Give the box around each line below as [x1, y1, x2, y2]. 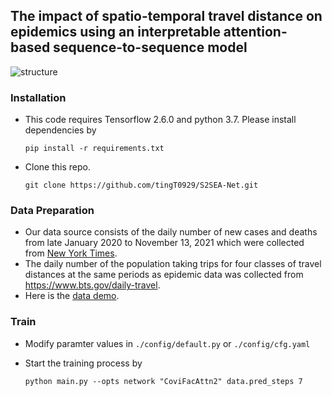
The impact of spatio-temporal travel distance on [10, 8, 323, 25]
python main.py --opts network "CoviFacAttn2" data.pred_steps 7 [24, 376, 303, 386]
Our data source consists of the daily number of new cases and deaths [24, 226, 318, 238]
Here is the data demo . [24, 290, 120, 302]
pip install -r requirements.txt [24, 144, 165, 154]
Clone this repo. [24, 161, 91, 173]
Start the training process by [24, 357, 143, 369]
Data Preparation [10, 204, 95, 218]
